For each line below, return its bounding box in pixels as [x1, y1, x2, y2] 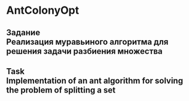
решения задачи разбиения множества [6, 46, 163, 56]
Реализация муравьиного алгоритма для [6, 36, 169, 47]
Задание [6, 27, 41, 38]
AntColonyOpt [6, 4, 80, 17]
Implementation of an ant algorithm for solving [6, 75, 184, 85]
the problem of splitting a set [6, 85, 115, 95]
